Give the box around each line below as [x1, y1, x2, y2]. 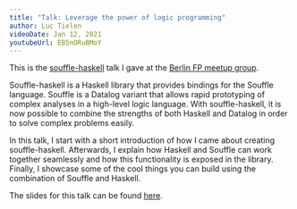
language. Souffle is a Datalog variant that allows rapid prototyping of [9, 89, 266, 100]
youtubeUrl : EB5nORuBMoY [9, 38, 102, 47]
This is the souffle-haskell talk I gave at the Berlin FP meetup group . [9, 63, 259, 73]
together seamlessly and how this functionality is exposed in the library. [9, 154, 274, 165]
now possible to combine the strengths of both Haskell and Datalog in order [9, 108, 288, 119]
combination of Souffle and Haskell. [9, 173, 141, 184]
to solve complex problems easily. [9, 118, 135, 129]
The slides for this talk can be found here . [9, 190, 163, 201]
